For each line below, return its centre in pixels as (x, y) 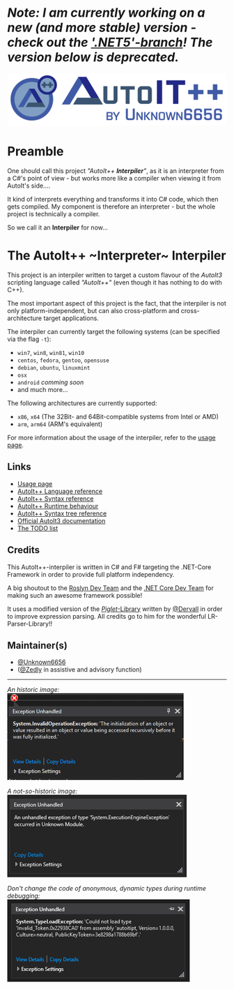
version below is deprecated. (93, 58)
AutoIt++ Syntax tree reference (62, 513)
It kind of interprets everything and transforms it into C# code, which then (113, 199)
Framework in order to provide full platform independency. (91, 574)
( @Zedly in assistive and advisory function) (79, 670)
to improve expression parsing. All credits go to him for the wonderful (107, 616)
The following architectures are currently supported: (82, 403)
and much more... (42, 389)
